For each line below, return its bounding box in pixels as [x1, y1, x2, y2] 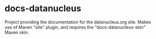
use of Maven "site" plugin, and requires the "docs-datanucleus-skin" [4, 24, 146, 30]
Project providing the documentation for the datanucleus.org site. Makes [4, 19, 151, 25]
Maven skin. [4, 29, 29, 35]
